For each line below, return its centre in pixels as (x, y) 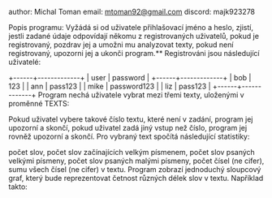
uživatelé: (25, 62)
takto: (18, 187)
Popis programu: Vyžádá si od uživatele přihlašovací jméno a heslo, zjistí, (131, 27)
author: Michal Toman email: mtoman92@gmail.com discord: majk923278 (132, 12)
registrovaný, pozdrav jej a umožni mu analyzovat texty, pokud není (121, 45)
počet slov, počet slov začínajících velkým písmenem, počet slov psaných (132, 152)
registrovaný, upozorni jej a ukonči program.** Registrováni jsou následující (134, 53)
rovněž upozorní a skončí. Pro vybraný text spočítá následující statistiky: (129, 136)
